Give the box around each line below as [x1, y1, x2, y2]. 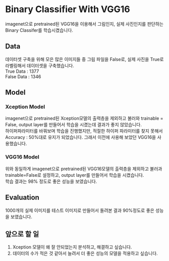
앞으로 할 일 [5, 230, 39, 238]
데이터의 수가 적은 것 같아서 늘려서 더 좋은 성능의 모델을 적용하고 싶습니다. [12, 250, 158, 256]
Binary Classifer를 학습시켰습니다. [5, 27, 73, 33]
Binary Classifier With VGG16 [5, 4, 130, 15]
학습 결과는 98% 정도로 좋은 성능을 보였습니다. [5, 178, 97, 184]
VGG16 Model [5, 153, 39, 161]
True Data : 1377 [5, 68, 39, 74]
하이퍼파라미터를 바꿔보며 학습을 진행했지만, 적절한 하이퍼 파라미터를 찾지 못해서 [5, 128, 163, 134]
